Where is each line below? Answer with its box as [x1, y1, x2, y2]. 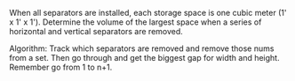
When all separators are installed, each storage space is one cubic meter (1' [9, 8, 287, 18]
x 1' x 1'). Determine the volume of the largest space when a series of [9, 17, 262, 27]
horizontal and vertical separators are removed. [9, 26, 184, 36]
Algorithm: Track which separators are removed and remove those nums [9, 43, 275, 54]
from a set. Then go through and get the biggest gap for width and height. [9, 53, 280, 63]
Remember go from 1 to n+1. [9, 62, 113, 72]
